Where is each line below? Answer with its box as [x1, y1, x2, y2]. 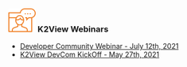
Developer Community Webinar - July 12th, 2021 [19, 42, 179, 51]
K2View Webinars [37, 24, 109, 35]
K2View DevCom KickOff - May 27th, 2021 [19, 50, 160, 59]
